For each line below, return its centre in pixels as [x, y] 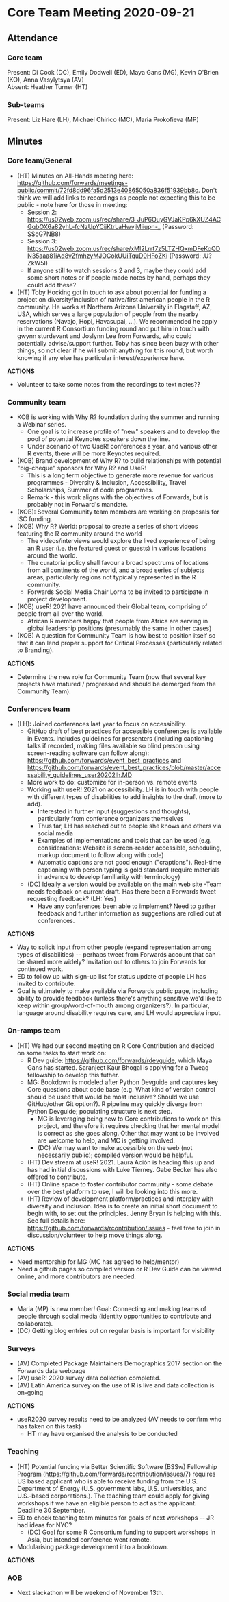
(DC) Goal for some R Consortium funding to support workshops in [121, 1532]
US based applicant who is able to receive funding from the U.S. [107, 1481]
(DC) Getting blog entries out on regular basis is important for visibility [116, 1331]
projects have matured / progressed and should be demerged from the [117, 684]
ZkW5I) [38, 263]
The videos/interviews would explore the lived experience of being [121, 541]
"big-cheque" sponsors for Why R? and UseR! [82, 468]
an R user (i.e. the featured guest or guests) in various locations [117, 548]
